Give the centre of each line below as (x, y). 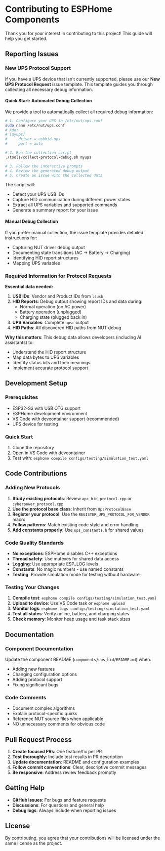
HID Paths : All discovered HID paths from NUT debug (67, 328)
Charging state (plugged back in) (53, 317)
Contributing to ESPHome (59, 9)
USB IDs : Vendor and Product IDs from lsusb (58, 296)
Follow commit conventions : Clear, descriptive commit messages (79, 767)
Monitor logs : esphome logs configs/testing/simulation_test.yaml (81, 608)
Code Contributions (36, 474)
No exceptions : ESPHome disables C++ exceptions (65, 553)
